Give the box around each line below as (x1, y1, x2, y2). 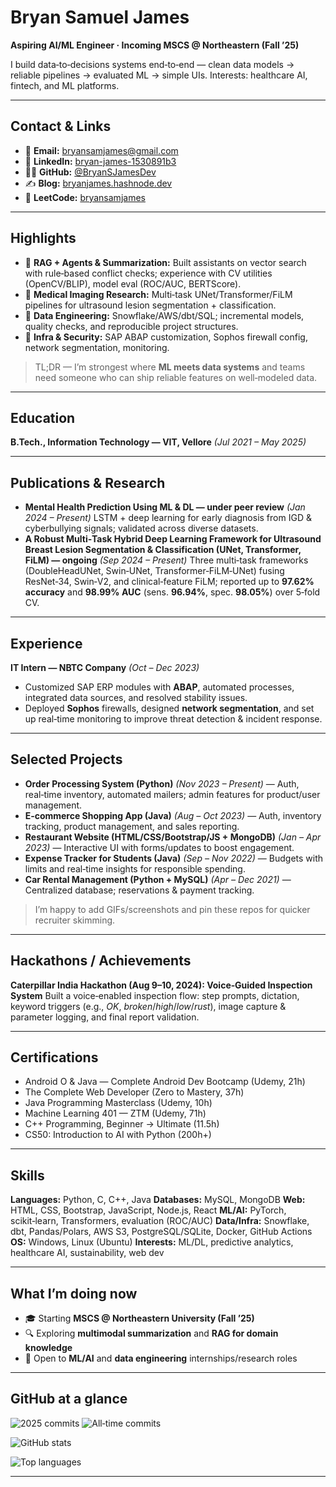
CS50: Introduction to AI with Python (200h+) (24, 1129, 212, 1141)
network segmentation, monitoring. (24, 341, 170, 353)
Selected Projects (10, 751, 123, 768)
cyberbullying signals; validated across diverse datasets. (24, 522, 259, 535)
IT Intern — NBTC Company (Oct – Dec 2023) (10, 662, 200, 673)
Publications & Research (10, 474, 166, 491)
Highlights (10, 230, 77, 247)
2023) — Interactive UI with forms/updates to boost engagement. (24, 841, 295, 853)
